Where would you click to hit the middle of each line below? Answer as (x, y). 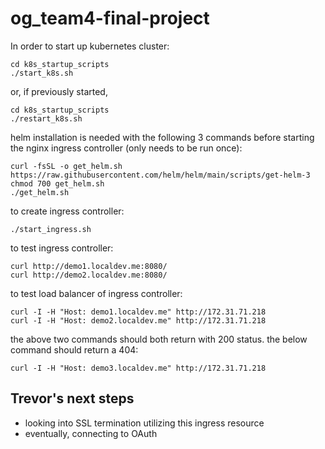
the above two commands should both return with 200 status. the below (159, 339)
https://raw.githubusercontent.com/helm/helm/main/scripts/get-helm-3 (160, 175)
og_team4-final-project (110, 18)
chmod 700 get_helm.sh (57, 183)
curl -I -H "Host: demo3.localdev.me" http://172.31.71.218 (138, 368)
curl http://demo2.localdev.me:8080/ (89, 275)
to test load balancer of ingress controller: (96, 293)
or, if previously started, (59, 91)
